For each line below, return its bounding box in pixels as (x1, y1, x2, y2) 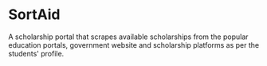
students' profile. (8, 49, 65, 58)
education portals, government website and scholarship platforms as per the (8, 40, 260, 49)
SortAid (8, 6, 61, 24)
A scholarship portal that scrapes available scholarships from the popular (8, 32, 249, 41)
